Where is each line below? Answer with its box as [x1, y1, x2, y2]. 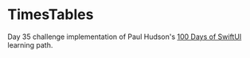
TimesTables [7, 6, 94, 24]
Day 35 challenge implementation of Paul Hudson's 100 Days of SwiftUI [7, 32, 242, 41]
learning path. [7, 40, 53, 49]
